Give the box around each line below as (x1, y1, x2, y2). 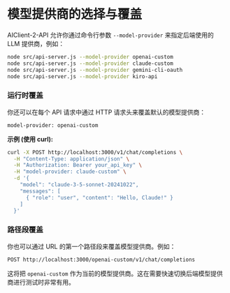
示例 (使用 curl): (7, 135, 54, 143)
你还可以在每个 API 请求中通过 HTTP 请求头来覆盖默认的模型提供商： (7, 107, 206, 116)
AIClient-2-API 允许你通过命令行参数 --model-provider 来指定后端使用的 (7, 31, 215, 39)
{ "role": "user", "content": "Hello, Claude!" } (25, 194, 173, 201)
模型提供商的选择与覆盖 (7, 6, 143, 22)
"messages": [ (20, 188, 61, 195)
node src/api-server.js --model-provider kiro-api (7, 73, 158, 80)
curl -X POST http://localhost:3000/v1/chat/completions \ (7, 149, 183, 156)
